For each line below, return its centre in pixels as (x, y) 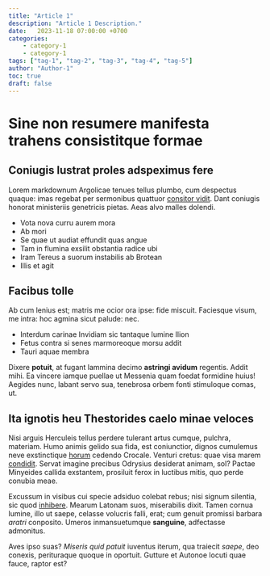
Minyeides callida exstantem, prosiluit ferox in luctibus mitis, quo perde (126, 473)
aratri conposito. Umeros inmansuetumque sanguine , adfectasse (117, 523)
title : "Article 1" (41, 16)
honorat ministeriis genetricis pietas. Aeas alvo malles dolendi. (112, 207)
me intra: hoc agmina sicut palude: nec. (74, 319)
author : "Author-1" (41, 69)
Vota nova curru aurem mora (68, 222)
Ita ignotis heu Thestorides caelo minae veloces (131, 418)
